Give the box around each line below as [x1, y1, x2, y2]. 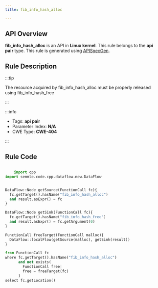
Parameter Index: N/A [12, 124, 56, 130]
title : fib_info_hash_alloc [5, 7, 63, 12]
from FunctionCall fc [5, 251, 49, 256]
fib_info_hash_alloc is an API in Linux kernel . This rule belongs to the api [5, 43, 153, 49]
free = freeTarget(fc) [23, 268, 69, 274]
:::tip [5, 75, 14, 81]
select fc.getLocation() [5, 278, 56, 283]
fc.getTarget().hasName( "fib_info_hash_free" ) [9, 214, 106, 220]
